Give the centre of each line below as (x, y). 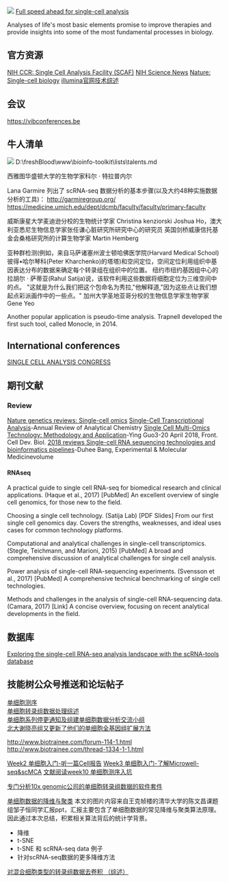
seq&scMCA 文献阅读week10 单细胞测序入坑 (70, 772)
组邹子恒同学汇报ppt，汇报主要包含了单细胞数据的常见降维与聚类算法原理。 (113, 809)
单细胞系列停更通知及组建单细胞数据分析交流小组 (76, 719)
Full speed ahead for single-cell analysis (72, 11)
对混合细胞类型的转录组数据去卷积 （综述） (68, 872)
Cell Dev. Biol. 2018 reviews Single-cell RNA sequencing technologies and (111, 442)
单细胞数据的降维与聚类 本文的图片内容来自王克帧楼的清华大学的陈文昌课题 (113, 801)
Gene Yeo (21, 303)
